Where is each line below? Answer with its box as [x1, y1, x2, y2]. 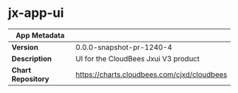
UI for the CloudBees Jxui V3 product [76, 54, 200, 63]
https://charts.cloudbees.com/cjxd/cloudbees [76, 69, 227, 79]
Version [11, 42, 39, 52]
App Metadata [16, 30, 65, 40]
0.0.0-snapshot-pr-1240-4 [76, 42, 172, 52]
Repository [11, 74, 49, 84]
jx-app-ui [8, 5, 64, 21]
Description [11, 54, 52, 63]
